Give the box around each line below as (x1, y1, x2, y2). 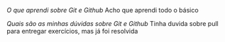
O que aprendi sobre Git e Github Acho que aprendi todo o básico (6, 6, 199, 14)
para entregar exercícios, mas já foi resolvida (6, 27, 138, 35)
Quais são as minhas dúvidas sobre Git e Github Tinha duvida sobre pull (6, 20, 219, 27)
